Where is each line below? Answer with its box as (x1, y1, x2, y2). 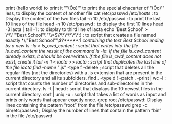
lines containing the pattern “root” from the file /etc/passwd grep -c (5, 102, 148, 108)
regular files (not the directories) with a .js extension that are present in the (5, 70, 162, 76)
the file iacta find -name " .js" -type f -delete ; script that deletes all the (5, 64, 154, 70)
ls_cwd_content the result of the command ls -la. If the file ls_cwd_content (5, 48, 161, 54)
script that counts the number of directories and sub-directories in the (5, 80, 153, 86)
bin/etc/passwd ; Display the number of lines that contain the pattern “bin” (5, 107, 162, 113)
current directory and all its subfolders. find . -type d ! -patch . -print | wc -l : (5, 75, 166, 81)
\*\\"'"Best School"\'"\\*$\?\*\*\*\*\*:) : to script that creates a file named (5, 32, 156, 38)
